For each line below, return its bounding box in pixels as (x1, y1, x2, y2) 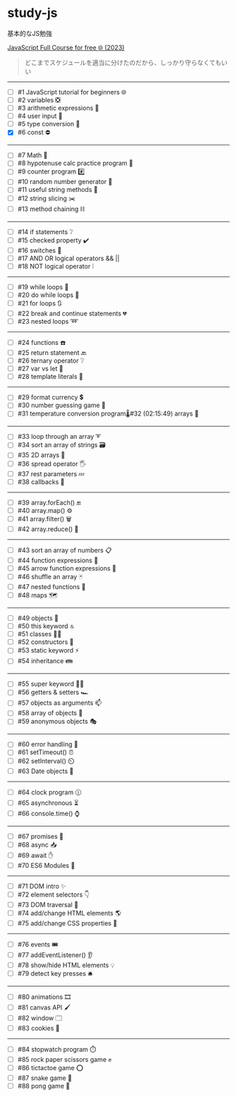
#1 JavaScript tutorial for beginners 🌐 (17, 87, 127, 96)
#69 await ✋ (17, 851, 54, 859)
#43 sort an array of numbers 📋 (17, 545, 112, 554)
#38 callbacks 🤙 (17, 478, 65, 486)
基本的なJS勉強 (7, 29, 52, 37)
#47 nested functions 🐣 (17, 582, 86, 590)
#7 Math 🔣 (17, 151, 48, 159)
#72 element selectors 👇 (17, 890, 90, 899)
